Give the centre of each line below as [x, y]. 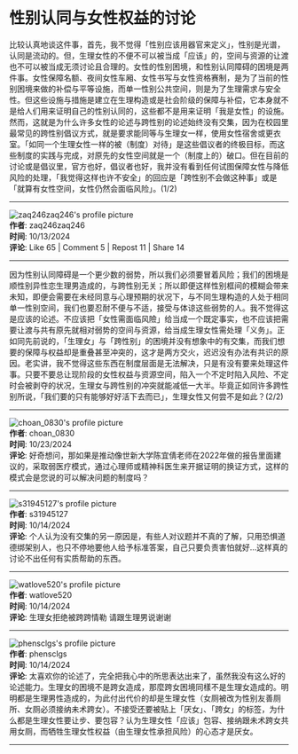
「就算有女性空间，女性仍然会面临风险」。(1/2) [93, 188]
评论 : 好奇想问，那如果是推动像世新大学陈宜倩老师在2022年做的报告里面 [141, 455]
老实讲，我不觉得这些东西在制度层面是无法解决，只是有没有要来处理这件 [157, 363]
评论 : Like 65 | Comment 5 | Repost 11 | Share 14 [97, 247]
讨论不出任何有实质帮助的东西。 [67, 558]
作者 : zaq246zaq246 [47, 225]
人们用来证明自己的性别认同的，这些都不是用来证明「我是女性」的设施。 [157, 111]
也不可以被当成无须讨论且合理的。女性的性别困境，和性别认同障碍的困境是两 [149, 67]
